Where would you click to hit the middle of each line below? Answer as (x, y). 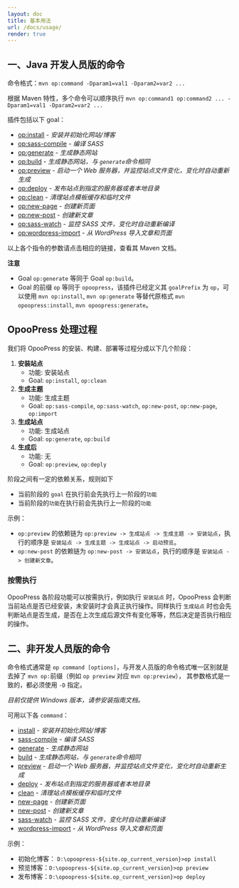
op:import (43, 414)
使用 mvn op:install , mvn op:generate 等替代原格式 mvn (104, 296)
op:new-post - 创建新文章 (55, 215)
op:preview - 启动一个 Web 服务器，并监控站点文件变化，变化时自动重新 (123, 170)
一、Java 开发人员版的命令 (66, 65)
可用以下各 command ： (38, 715)
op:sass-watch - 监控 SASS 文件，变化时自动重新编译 (96, 224)
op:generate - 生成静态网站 (58, 153)
